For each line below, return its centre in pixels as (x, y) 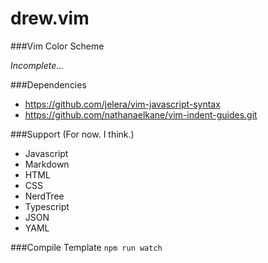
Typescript (47, 206)
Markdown (47, 164)
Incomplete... (37, 65)
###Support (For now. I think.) (72, 134)
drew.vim (50, 18)
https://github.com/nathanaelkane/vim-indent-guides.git (141, 114)
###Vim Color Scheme (57, 46)
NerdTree (44, 196)
